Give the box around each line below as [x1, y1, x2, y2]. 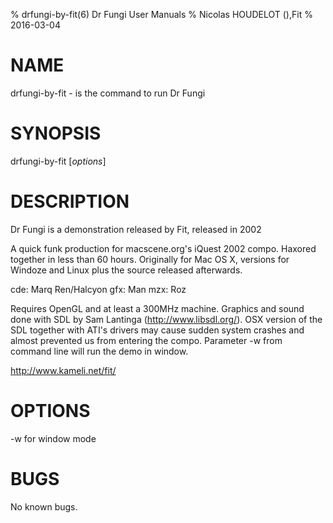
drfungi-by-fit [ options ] [10, 155, 107, 167]
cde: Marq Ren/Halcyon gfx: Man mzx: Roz [10, 283, 187, 295]
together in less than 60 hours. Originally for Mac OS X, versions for [10, 253, 290, 265]
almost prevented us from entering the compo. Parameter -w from [10, 334, 283, 346]
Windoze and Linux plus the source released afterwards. [10, 264, 243, 276]
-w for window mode [10, 432, 97, 444]
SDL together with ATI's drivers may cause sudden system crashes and [10, 324, 305, 336]
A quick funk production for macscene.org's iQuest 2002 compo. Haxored [10, 242, 317, 254]
